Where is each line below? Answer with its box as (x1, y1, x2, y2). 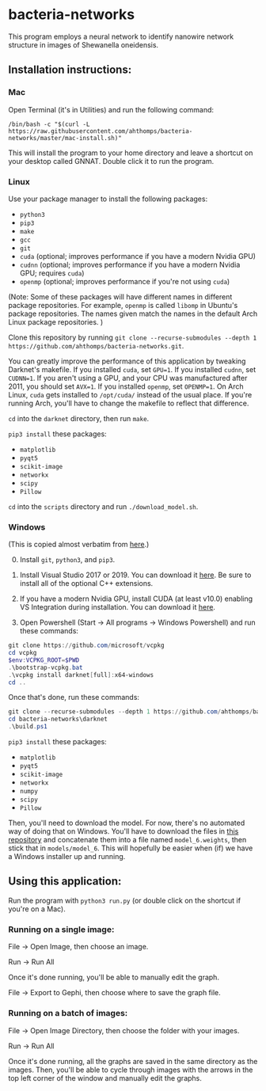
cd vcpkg (8, 649, 37, 657)
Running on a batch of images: (8, 1008, 128, 1019)
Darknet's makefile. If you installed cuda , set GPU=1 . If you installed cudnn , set (8, 364, 256, 374)
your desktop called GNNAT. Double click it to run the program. (8, 156, 215, 165)
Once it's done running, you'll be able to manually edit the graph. (8, 972, 220, 983)
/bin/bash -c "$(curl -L (8, 120, 90, 128)
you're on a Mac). (8, 904, 66, 914)
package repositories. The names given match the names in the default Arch (8, 309, 258, 318)
